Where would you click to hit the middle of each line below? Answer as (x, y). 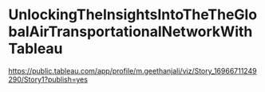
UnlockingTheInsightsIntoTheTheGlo (133, 15)
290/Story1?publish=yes (48, 79)
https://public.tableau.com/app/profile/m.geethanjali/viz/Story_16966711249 (132, 70)
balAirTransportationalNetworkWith (131, 32)
